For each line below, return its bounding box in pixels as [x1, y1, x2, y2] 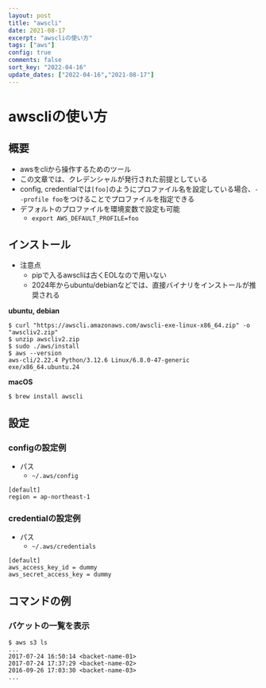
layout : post [8, 11, 52, 20]
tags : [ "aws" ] [8, 41, 56, 49]
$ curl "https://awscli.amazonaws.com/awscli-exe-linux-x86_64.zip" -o [8, 321, 250, 330]
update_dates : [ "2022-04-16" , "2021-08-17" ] [8, 71, 155, 79]
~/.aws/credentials [31, 542, 97, 551]
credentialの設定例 [8, 513, 81, 524]
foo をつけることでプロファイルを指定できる [52, 194, 195, 204]
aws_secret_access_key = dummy [8, 570, 112, 579]
